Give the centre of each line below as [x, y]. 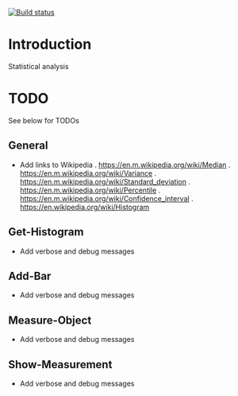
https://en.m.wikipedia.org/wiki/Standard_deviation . [105, 181]
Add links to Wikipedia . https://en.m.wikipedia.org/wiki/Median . [125, 165]
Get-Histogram [46, 232]
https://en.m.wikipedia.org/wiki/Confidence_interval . [106, 198]
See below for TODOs [44, 120]
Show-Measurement [60, 365]
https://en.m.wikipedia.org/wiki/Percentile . [90, 190]
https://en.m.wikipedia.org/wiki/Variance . [88, 173]
